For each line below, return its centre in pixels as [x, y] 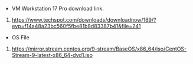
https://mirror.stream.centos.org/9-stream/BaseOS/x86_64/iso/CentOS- [99, 49]
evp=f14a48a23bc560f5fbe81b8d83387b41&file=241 [76, 26]
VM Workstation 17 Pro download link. [58, 9]
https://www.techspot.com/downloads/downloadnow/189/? [84, 20]
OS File [20, 37]
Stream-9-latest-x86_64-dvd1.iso [52, 55]
